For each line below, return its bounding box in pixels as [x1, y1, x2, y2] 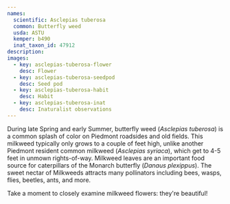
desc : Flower [19, 67, 57, 74]
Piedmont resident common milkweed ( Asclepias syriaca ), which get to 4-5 [7, 146, 221, 155]
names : [7, 10, 26, 17]
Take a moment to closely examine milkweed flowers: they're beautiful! [7, 189, 208, 197]
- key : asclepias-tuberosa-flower [13, 61, 112, 68]
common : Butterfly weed [13, 23, 81, 30]
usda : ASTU [13, 29, 45, 36]
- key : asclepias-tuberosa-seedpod [13, 73, 115, 81]
